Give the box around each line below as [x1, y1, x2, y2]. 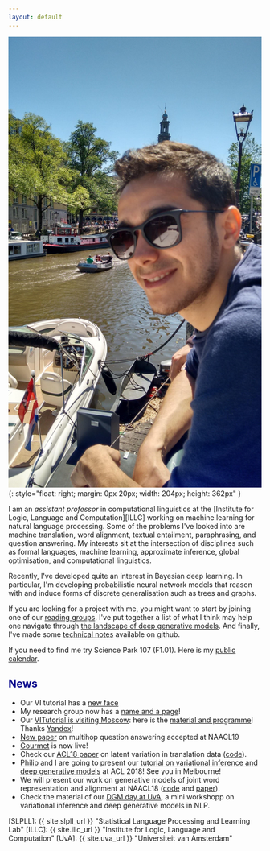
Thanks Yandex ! [19, 724, 74, 733]
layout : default [8, 13, 63, 21]
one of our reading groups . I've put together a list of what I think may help [8, 612, 253, 622]
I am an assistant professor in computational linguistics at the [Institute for [8, 504, 255, 514]
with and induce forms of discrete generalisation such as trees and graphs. [8, 588, 257, 597]
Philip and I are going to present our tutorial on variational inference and [19, 758, 259, 768]
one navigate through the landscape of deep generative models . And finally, [8, 621, 260, 630]
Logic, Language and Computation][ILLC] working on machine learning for [8, 512, 255, 523]
